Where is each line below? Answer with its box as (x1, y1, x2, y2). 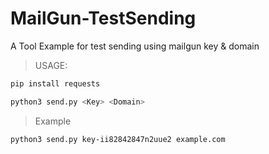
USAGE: (34, 59, 68, 71)
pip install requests (10, 78, 101, 89)
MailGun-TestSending (10, 7, 197, 30)
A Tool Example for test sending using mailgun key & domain (10, 40, 260, 52)
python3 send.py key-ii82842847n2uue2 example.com (10, 134, 226, 144)
